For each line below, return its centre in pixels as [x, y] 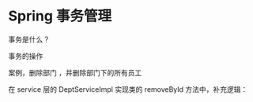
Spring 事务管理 [60, 16]
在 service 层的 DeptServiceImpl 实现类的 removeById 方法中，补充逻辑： [128, 89]
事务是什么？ [29, 39]
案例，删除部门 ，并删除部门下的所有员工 [75, 72]
